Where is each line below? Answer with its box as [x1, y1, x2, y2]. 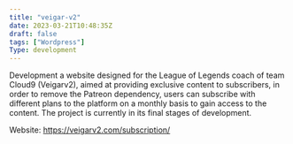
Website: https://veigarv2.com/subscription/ [9, 125, 171, 135]
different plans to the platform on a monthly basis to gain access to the [9, 98, 267, 109]
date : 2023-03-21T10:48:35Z [9, 21, 113, 30]
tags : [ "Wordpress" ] [9, 37, 86, 47]
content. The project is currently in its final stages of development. [9, 108, 252, 118]
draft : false [9, 29, 58, 38]
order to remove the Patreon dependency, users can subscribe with [9, 89, 256, 100]
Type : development [9, 46, 77, 55]
